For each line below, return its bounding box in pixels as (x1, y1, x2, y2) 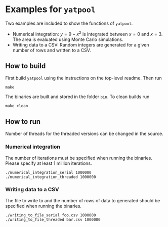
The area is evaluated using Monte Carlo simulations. (12, 36, 123, 42)
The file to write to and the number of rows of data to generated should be (5, 197, 160, 203)
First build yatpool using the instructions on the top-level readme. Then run (5, 75, 162, 81)
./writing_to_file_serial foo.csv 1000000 (5, 212, 96, 218)
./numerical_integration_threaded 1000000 (5, 174, 96, 179)
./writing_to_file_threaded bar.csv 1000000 (5, 217, 101, 222)
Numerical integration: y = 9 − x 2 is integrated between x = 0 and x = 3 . (12, 30, 163, 37)
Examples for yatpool (5, 4, 96, 15)
